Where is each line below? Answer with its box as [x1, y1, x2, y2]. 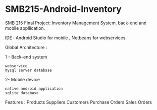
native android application [5, 86, 63, 91]
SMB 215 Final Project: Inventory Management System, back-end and [5, 20, 147, 26]
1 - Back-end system [5, 54, 47, 60]
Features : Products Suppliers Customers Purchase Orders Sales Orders [5, 99, 152, 105]
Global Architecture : [5, 44, 48, 50]
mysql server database [5, 68, 52, 73]
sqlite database [5, 90, 39, 95]
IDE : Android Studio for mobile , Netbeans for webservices [5, 35, 126, 41]
